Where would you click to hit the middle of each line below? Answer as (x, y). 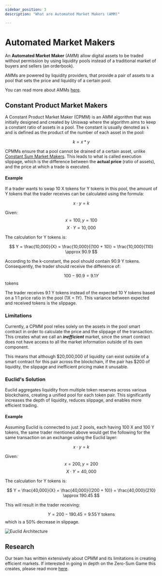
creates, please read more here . (37, 569)
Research (20, 547)
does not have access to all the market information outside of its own (74, 342)
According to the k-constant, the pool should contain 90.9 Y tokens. (73, 261)
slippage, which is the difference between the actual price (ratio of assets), (80, 162)
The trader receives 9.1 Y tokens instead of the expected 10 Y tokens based (80, 293)
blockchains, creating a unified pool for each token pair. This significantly (78, 395)
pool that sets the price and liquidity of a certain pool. (58, 81)
